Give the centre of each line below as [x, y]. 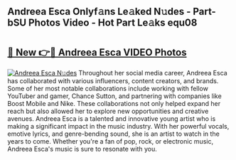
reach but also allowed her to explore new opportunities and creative [108, 111]
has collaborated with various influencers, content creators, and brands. [113, 81]
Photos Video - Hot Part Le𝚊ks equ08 [113, 23]
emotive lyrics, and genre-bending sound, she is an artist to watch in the [114, 134]
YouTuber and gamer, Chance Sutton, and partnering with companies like [114, 96]
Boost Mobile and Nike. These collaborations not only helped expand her [114, 103]
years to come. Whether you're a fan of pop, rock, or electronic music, [111, 141]
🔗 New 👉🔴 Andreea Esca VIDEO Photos [97, 52]
